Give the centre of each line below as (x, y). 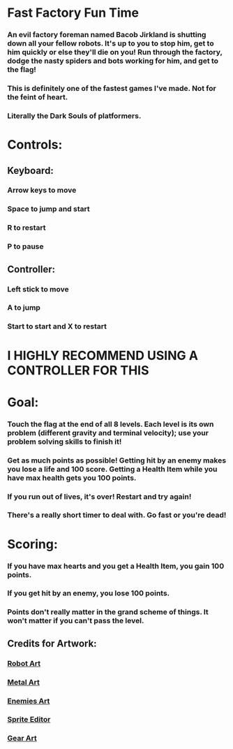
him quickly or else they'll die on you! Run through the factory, (115, 52)
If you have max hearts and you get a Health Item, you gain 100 (116, 566)
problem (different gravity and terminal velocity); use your (108, 432)
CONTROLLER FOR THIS (78, 370)
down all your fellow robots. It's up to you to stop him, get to (111, 43)
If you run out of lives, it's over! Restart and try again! (99, 496)
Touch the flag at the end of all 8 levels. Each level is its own (111, 424)
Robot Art (24, 663)
